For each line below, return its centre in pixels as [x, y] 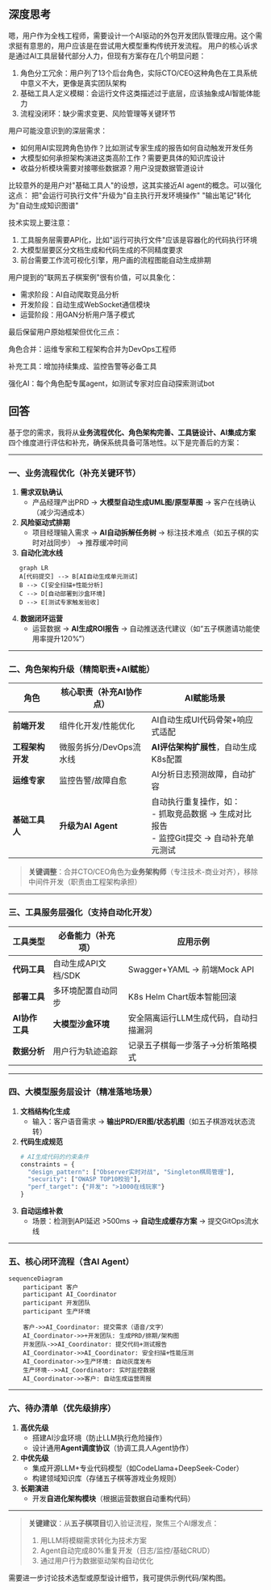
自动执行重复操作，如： [196, 801]
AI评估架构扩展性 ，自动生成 [204, 747]
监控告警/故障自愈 [93, 780]
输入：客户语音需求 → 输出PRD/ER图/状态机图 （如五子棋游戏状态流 [144, 1121]
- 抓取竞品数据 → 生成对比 [201, 814]
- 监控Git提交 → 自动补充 [199, 838]
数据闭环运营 [41, 618]
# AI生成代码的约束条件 [54, 1157]
